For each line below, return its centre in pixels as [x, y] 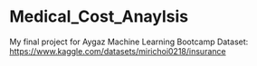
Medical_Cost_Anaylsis [99, 17]
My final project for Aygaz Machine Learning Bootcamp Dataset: [129, 42]
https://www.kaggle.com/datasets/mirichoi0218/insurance [118, 51]
